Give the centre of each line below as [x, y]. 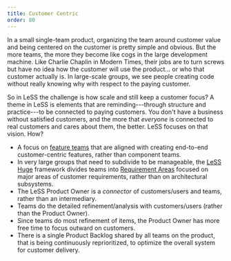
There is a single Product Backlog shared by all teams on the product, [116, 235]
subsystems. [35, 184]
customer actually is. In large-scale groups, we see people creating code [111, 76]
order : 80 [21, 20]
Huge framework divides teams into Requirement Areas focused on [113, 169]
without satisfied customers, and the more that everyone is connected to [110, 119]
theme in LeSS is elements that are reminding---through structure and [107, 104]
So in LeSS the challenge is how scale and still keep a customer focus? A [111, 97]
